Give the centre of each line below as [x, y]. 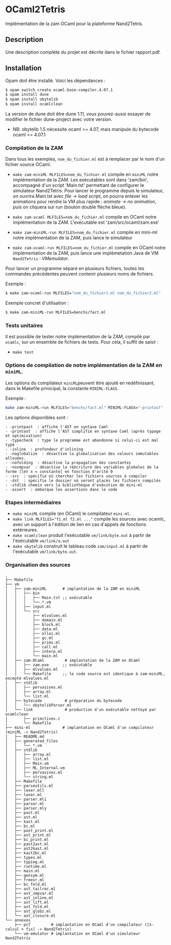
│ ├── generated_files [32, 741]
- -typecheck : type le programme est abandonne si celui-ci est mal [82, 440]
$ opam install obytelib [32, 99]
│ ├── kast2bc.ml [26, 853]
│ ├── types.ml [24, 858]
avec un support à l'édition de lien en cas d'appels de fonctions [79, 524]
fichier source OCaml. [28, 164]
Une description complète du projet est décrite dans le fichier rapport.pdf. [83, 52]
